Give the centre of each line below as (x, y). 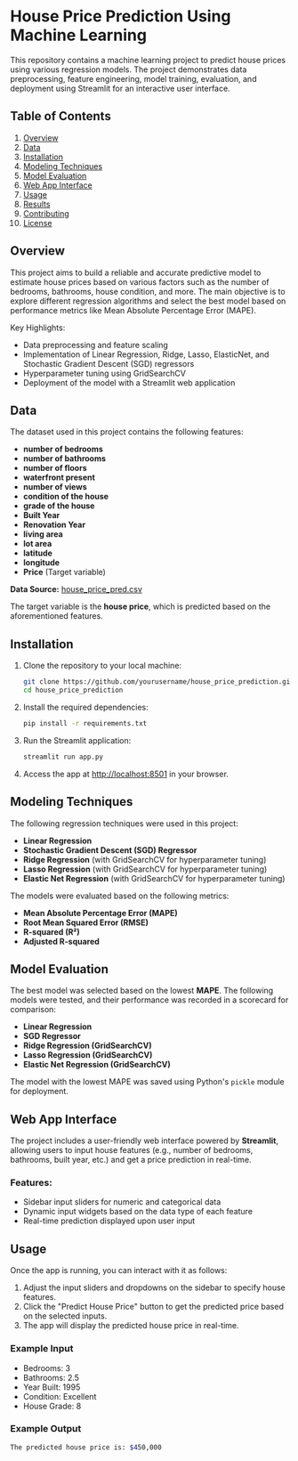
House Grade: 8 (52, 1406)
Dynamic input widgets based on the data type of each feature (137, 1212)
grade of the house (59, 506)
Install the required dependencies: (86, 707)
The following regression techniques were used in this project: (124, 823)
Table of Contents (61, 116)
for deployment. (40, 1092)
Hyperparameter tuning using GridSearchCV (104, 373)
